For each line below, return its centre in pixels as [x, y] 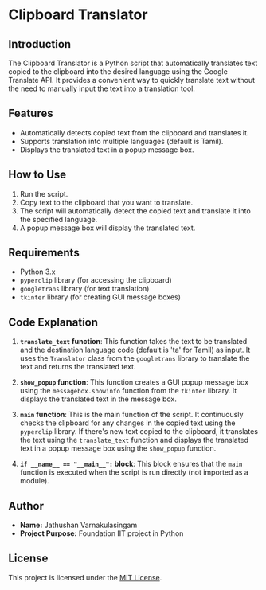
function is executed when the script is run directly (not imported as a [134, 472]
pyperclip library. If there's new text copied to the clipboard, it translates [139, 432]
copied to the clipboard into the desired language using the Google [118, 72]
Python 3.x [37, 272]
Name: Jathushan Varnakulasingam [78, 525]
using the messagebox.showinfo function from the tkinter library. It [128, 391]
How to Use [37, 175]
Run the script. [44, 193]
